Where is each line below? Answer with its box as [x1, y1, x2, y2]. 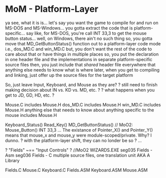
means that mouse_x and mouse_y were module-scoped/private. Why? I [5, 132, 152, 138]
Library [5, 157, 20, 163]
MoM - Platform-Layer [5, 3, 99, 15]
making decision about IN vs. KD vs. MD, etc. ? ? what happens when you [5, 87, 155, 93]
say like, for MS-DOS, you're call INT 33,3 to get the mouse [26, 30, 147, 36]
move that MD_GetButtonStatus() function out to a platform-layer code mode [5, 40, 161, 46]
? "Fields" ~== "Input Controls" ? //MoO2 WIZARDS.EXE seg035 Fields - [5, 147, 153, 153]
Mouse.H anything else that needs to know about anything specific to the [5, 107, 154, 113]
